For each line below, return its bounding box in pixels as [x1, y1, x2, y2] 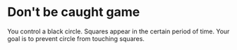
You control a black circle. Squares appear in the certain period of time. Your [7, 27, 230, 35]
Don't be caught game [7, 4, 140, 20]
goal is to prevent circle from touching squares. [7, 34, 145, 42]
